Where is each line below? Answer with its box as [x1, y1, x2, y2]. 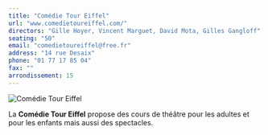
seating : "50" [8, 34, 56, 43]
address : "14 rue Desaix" [8, 49, 95, 57]
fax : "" [8, 64, 35, 72]
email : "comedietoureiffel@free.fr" [8, 42, 131, 50]
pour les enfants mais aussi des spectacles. [8, 117, 154, 127]
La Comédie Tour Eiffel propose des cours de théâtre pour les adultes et [8, 109, 249, 119]
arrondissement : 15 [8, 72, 74, 80]
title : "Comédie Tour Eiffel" [8, 11, 110, 20]
